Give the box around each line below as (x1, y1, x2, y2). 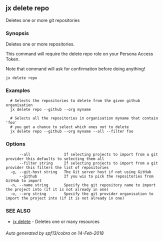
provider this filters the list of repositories (5, 165, 109, 170)
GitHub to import (5, 178, 42, 183)
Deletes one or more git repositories (5, 17, 80, 23)
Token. (5, 56, 20, 62)
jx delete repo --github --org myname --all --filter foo (10, 129, 134, 134)
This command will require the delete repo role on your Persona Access (5, 51, 153, 57)
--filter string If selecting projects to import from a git (18, 160, 158, 165)
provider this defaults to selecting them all (5, 156, 104, 161)
